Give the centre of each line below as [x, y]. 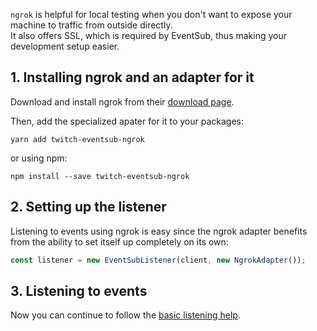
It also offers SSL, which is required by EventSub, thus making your [149, 35]
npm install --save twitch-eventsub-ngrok [100, 176]
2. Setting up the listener [88, 207]
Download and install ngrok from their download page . [122, 101]
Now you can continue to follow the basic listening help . [125, 315]
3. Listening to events [79, 290]
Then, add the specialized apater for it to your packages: [127, 121]
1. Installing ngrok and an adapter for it [132, 77]
